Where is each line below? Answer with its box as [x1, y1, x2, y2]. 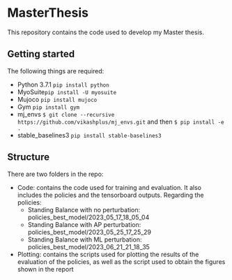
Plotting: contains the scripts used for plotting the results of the [17, 250, 199, 258]
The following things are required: [7, 66, 105, 75]
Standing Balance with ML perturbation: [27, 235, 142, 244]
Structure [7, 152, 50, 163]
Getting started [7, 48, 75, 60]
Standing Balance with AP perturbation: [27, 220, 141, 228]
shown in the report [17, 265, 75, 273]
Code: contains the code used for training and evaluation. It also [17, 183, 202, 191]
